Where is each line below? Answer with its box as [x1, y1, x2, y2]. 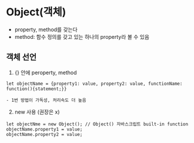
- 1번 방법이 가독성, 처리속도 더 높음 [6, 97, 86, 103]
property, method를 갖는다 [14, 26, 78, 33]
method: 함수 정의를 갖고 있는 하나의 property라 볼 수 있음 [14, 33, 150, 40]
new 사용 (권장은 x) [14, 108, 60, 115]
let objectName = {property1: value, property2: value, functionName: [6, 81, 183, 87]
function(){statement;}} [6, 86, 67, 92]
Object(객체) [6, 5, 66, 19]
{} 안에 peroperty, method [14, 69, 78, 76]
